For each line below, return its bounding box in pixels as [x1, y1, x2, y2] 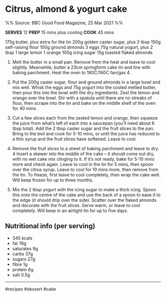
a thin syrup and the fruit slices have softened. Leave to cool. [12, 136, 137, 142]
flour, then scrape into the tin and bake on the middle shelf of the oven [12, 100, 156, 106]
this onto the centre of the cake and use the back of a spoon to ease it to [12, 192, 161, 198]
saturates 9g [12, 246, 39, 252]
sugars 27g [12, 256, 36, 262]
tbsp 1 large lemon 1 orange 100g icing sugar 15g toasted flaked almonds [5, 49, 153, 55]
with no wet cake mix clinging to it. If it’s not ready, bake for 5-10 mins [12, 156, 155, 162]
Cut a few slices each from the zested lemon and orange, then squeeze [12, 115, 158, 121]
